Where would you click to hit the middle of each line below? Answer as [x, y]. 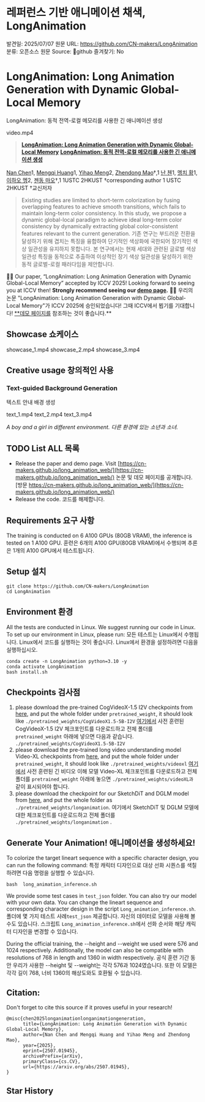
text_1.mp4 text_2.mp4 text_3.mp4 [49, 415]
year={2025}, [39, 1046]
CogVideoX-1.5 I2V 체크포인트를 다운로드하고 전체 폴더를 [84, 729]
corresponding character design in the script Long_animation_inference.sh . [101, 909]
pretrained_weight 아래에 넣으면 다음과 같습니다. [74, 737]
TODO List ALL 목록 [43, 448]
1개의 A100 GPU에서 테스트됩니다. [54, 550]
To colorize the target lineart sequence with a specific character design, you [102, 858]
